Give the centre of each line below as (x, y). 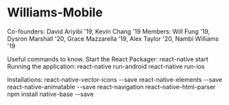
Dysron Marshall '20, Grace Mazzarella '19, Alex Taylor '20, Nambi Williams (113, 38)
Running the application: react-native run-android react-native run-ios (106, 66)
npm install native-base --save (50, 94)
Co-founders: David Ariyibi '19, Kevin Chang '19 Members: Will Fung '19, (109, 31)
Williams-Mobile (55, 13)
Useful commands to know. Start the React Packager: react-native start (108, 59)
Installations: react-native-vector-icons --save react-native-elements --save (115, 79)
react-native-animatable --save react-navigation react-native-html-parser (111, 87)
